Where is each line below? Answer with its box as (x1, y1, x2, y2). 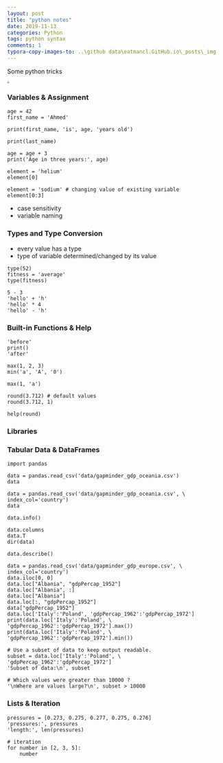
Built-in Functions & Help (7, 323, 92, 332)
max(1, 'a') (7, 380, 41, 388)
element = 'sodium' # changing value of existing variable (7, 186, 180, 193)
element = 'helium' (7, 168, 63, 175)
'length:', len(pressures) (7, 726, 84, 733)
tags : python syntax (7, 36, 67, 43)
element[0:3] (7, 192, 45, 199)
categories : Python (7, 29, 63, 36)
